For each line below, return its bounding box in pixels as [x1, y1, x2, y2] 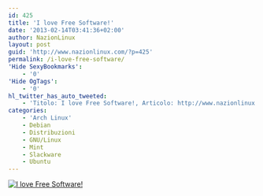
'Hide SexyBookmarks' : [8, 63, 83, 71]
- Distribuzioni [22, 128, 76, 136]
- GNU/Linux [22, 135, 61, 144]
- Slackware [22, 150, 61, 158]
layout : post [8, 41, 51, 49]
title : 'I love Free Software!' [8, 19, 114, 27]
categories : [8, 107, 47, 115]
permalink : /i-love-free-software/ [8, 56, 125, 64]
